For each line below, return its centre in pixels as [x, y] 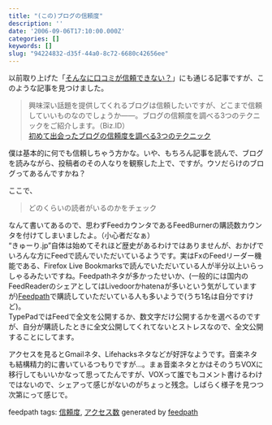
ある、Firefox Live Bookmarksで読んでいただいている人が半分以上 [133, 266]
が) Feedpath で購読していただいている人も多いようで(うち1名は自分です [127, 296]
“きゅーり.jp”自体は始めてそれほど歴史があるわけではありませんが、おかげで [136, 245]
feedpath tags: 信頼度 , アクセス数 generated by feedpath [104, 412]
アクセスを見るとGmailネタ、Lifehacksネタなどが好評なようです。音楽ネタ [133, 354]
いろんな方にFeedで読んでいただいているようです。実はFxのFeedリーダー [132, 256]
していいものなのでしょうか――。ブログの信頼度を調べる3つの [134, 115]
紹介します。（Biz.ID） [93, 126]
